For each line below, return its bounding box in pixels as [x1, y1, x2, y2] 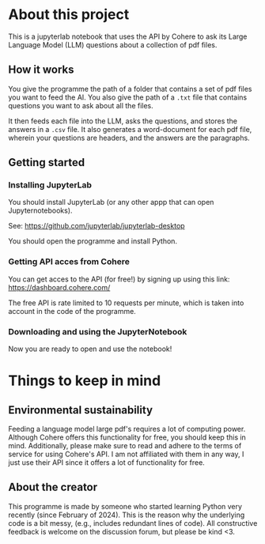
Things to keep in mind [8, 372, 161, 390]
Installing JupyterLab [8, 179, 93, 191]
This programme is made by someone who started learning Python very [8, 501, 243, 511]
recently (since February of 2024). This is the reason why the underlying [8, 510, 245, 519]
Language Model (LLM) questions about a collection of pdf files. [8, 40, 218, 49]
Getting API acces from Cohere [8, 256, 131, 267]
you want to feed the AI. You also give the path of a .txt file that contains [8, 93, 248, 102]
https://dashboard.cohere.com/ [8, 282, 111, 292]
